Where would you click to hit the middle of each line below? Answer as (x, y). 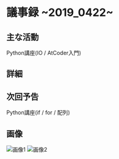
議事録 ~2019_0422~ (60, 13)
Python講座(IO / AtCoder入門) (44, 53)
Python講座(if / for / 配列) (38, 113)
